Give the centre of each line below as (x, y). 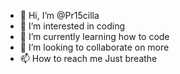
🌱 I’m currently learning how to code (94, 36)
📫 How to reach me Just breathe (88, 58)
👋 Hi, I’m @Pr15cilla (59, 15)
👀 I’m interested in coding (72, 26)
